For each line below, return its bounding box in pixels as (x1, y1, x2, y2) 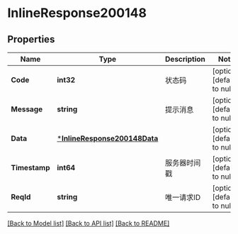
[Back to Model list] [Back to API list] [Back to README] (7, 219, 170, 228)
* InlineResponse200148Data (57, 133, 159, 143)
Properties (7, 33, 55, 45)
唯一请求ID (165, 193, 201, 202)
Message (11, 104, 43, 114)
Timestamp (11, 163, 51, 172)
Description (165, 55, 205, 64)
